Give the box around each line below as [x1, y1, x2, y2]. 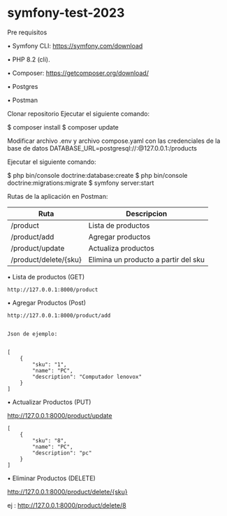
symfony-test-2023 [7, 5, 125, 21]
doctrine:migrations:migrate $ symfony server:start [7, 179, 154, 187]
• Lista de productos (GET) [7, 272, 85, 281]
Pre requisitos [7, 28, 47, 36]
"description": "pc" [32, 449, 92, 456]
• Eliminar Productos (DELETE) [7, 474, 96, 482]
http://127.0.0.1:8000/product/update [7, 411, 112, 419]
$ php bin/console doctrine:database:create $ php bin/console [7, 171, 188, 179]
